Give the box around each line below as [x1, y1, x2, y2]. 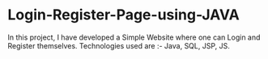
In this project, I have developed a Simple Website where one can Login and [7, 32, 261, 42]
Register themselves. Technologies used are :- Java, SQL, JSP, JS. [7, 40, 230, 50]
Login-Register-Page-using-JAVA [7, 6, 240, 24]
